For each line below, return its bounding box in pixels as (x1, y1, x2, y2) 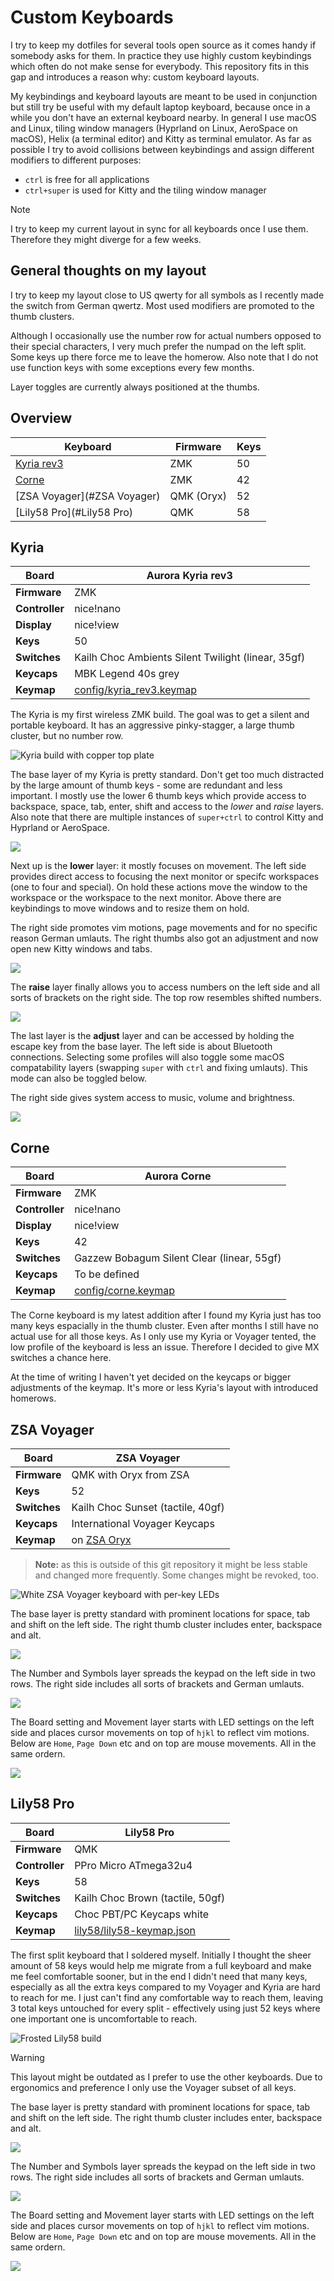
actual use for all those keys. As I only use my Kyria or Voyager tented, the (10, 1331, 317, 1343)
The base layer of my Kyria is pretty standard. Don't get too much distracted (10, 769, 325, 781)
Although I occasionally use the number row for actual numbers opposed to (10, 329, 322, 341)
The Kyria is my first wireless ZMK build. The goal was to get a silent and (10, 709, 310, 721)
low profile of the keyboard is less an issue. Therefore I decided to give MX (10, 1341, 320, 1353)
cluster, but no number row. (10, 730, 124, 742)
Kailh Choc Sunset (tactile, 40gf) (71, 1501, 225, 1514)
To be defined (74, 1267, 140, 1281)
